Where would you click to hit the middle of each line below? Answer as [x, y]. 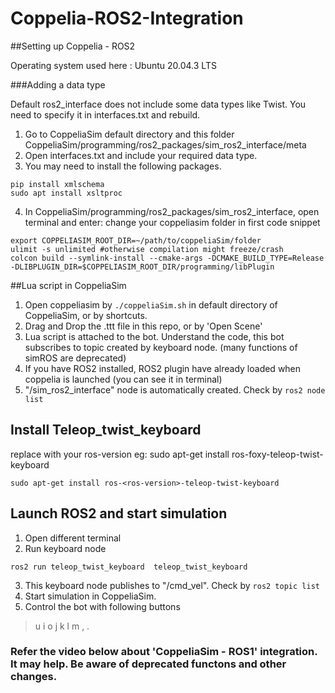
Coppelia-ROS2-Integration [127, 18]
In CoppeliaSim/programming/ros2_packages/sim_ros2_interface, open [172, 211]
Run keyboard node [65, 548]
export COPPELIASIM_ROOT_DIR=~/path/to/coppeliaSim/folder [136, 240]
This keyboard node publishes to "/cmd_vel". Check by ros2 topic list [172, 585]
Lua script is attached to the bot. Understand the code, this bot [154, 336]
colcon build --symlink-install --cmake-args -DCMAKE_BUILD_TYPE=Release [167, 258]
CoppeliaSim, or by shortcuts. [86, 315]
